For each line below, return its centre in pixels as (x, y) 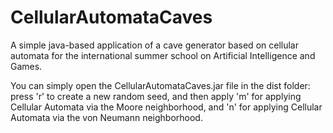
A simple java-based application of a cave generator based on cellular (154, 45)
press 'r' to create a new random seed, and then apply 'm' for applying (156, 96)
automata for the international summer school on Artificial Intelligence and (163, 55)
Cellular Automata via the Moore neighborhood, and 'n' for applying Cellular (166, 107)
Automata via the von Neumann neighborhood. (106, 117)
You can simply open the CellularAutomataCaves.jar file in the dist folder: (160, 85)
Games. (26, 66)
